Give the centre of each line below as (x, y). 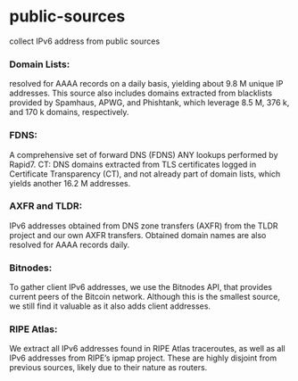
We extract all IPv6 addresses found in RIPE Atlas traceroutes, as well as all (147, 349)
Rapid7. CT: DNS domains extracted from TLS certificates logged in (133, 164)
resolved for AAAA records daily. (70, 244)
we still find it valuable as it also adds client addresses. (110, 306)
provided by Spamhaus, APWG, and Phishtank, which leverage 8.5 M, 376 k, (149, 103)
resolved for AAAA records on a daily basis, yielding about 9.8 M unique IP (146, 84)
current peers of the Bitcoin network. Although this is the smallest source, (145, 297)
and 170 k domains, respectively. (69, 112)
